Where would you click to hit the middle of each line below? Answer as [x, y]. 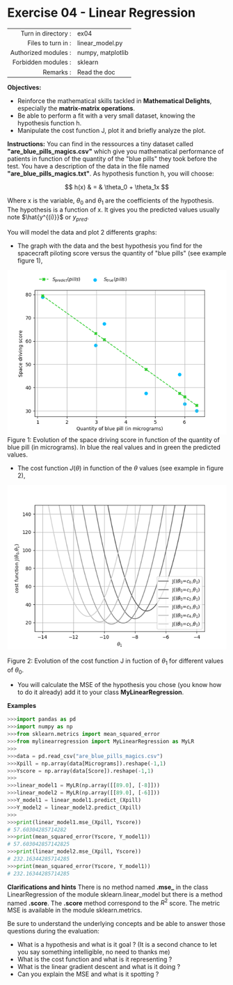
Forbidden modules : [42, 62]
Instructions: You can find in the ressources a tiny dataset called [100, 144]
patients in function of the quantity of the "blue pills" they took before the [112, 159]
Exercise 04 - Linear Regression [102, 13]
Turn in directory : [46, 33]
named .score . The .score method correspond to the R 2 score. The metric [114, 902]
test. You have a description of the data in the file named [88, 166]
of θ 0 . [16, 671]
